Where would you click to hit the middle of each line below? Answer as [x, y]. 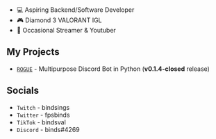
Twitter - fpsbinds [43, 115]
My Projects [33, 52]
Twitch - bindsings [43, 107]
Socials [23, 91]
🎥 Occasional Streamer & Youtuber [66, 30]
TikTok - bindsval [41, 122]
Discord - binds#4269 [48, 129]
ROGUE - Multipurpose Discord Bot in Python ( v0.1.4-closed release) [113, 69]
